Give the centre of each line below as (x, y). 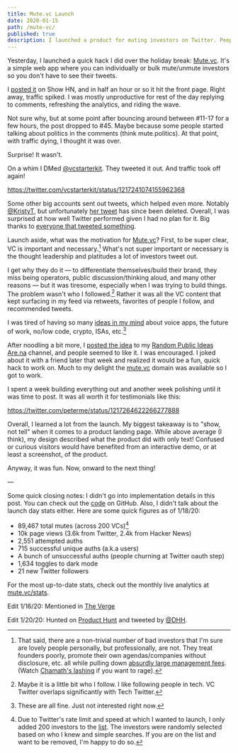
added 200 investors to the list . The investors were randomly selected (120, 727)
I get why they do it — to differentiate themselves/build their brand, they (112, 270)
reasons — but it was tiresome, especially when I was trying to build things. (118, 285)
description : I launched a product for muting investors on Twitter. (112, 40)
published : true (31, 34)
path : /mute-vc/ (31, 27)
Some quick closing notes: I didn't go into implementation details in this (111, 496)
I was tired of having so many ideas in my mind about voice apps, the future (118, 323)
